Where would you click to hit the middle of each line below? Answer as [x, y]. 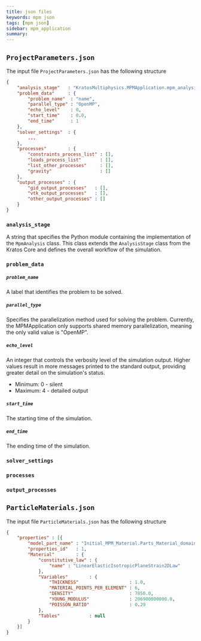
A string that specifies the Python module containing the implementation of [99, 237]
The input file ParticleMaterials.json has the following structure [86, 521]
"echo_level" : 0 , [55, 110]
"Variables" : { [68, 577]
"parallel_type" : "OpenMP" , [64, 104]
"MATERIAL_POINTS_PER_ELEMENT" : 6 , [95, 588]
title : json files [29, 12]
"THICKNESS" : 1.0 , [97, 582]
